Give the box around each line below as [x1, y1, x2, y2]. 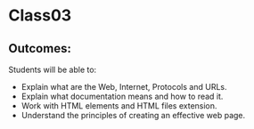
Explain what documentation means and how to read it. [20, 91, 224, 101]
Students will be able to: [8, 64, 97, 75]
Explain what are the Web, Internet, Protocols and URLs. [20, 82, 227, 92]
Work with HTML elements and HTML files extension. [20, 101, 217, 111]
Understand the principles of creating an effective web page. [20, 110, 246, 120]
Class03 [8, 5, 72, 26]
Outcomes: [8, 41, 72, 56]
